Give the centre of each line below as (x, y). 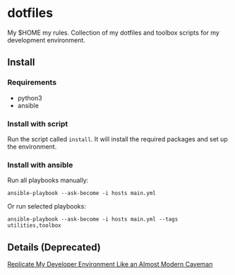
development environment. (47, 40)
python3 (30, 98)
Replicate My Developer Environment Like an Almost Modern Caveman (110, 264)
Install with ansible (40, 165)
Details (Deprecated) (54, 247)
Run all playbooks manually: (48, 180)
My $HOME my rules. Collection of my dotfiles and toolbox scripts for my (114, 33)
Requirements (32, 83)
